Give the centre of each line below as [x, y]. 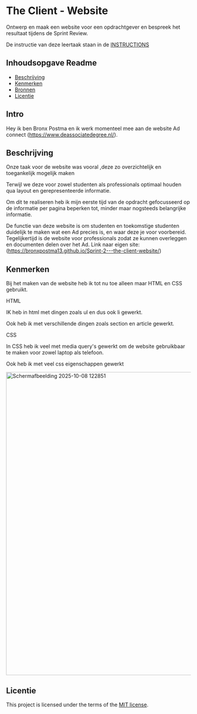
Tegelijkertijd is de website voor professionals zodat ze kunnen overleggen [96, 238]
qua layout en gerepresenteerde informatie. [59, 191]
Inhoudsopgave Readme [52, 63]
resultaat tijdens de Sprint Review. [47, 33]
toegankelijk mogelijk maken [40, 173]
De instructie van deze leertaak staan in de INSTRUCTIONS [78, 45]
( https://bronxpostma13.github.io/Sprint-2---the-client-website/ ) [84, 251]
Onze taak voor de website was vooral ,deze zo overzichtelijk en [84, 167]
